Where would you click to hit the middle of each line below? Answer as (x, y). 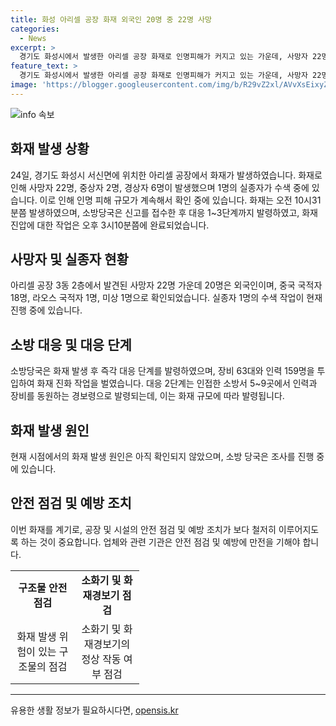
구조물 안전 (43, 588)
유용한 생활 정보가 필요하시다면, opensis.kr (94, 710)
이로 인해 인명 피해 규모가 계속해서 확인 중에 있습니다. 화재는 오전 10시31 (180, 200)
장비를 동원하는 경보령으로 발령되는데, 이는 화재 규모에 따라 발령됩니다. (147, 396)
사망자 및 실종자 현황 (69, 259)
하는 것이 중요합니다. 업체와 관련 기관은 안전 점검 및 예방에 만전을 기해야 (160, 542)
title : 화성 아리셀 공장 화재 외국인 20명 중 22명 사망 (111, 19)
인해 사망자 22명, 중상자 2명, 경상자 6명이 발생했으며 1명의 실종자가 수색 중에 (160, 187)
